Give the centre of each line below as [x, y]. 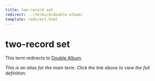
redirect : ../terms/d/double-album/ [44, 15]
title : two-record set [29, 10]
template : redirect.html [32, 19]
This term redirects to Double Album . [44, 58]
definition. [16, 73]
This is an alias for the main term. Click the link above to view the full [77, 68]
